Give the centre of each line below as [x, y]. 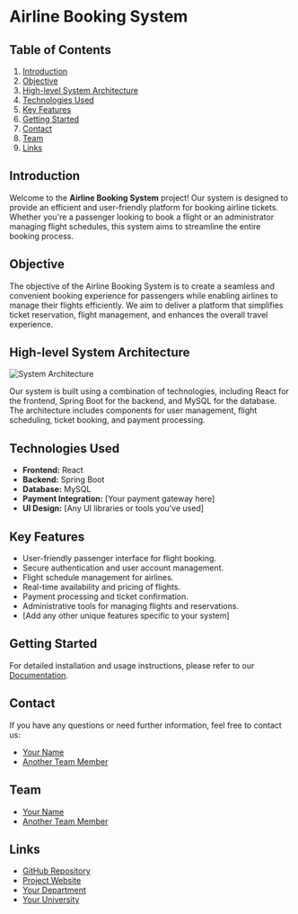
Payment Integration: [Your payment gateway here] [118, 499]
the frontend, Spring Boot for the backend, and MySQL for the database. [143, 401]
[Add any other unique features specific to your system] [126, 616]
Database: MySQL [57, 489]
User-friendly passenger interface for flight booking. [119, 559]
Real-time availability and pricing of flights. [101, 587]
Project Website [52, 881]
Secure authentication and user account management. [123, 568]
